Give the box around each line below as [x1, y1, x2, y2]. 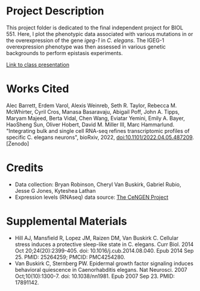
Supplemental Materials [6, 214, 127, 228]
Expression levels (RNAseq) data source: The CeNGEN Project [14, 193, 168, 201]
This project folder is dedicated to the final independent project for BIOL [6, 24, 183, 31]
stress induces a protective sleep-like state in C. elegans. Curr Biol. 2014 [14, 241, 194, 248]
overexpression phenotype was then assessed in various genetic [6, 43, 166, 50]
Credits [6, 161, 44, 175]
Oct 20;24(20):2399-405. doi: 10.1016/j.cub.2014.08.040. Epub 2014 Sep [14, 247, 194, 254]
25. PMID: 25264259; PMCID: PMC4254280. [14, 253, 125, 260]
